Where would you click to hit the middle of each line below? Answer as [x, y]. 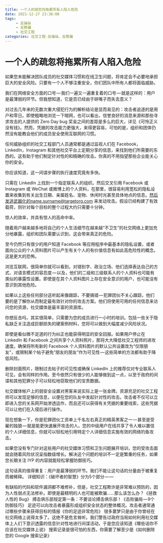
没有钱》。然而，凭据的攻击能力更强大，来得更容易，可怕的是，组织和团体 [78, 127]
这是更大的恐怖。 [22, 256]
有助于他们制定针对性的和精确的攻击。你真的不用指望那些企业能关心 [90, 156]
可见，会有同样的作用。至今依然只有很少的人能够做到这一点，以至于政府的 [79, 374]
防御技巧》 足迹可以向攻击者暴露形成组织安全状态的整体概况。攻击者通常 [78, 505]
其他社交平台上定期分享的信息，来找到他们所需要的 [103, 150]
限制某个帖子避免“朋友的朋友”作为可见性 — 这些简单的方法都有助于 [86, 352]
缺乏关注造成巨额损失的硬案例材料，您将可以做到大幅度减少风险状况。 [79, 323]
